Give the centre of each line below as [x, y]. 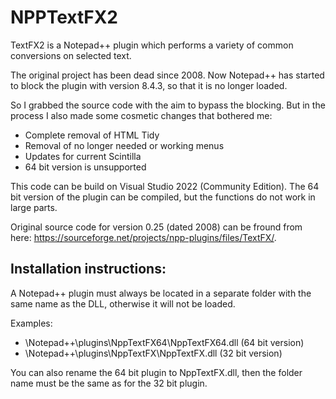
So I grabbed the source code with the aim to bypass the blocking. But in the [168, 105]
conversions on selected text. [71, 55]
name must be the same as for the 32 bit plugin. [109, 383]
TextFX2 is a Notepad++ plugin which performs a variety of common [152, 45]
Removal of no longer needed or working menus [124, 145]
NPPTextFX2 [64, 17]
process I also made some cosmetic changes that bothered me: [141, 115]
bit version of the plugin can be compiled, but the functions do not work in [163, 197]
